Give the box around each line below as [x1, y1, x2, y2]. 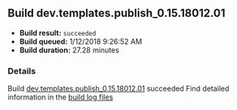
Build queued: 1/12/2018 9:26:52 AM [19, 36, 143, 46]
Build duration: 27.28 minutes [19, 44, 119, 55]
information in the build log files [7, 92, 114, 102]
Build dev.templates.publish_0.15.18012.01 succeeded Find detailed [7, 84, 230, 94]
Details [7, 65, 37, 76]
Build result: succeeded [19, 27, 97, 37]
